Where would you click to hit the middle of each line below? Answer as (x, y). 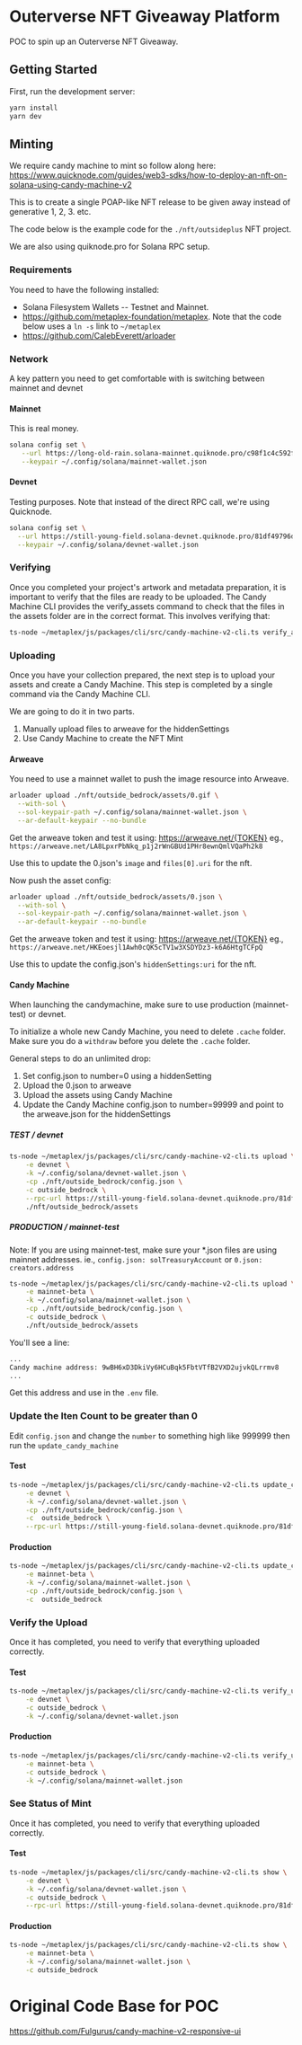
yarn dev (26, 116)
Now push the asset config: (60, 880)
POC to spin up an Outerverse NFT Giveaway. (94, 41)
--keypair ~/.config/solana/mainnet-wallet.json (114, 461)
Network (29, 359)
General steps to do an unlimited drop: (80, 1058)
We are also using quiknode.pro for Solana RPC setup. (110, 247)
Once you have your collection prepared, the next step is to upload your (142, 675)
